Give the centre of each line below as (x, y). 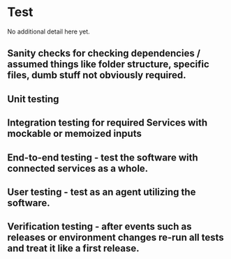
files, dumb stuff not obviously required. (97, 75)
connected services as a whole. (78, 168)
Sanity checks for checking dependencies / (104, 53)
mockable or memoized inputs (74, 134)
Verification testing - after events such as (99, 227)
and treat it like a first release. (73, 249)
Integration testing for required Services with (107, 123)
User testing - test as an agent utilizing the (102, 192)
